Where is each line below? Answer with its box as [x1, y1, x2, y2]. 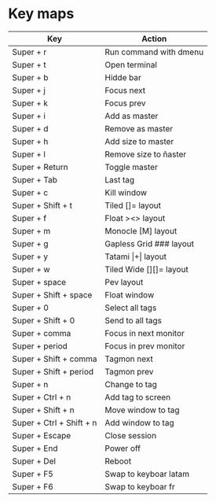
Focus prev [104, 98, 147, 109]
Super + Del [12, 456, 57, 467]
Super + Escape [12, 430, 71, 441]
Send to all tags [104, 315, 163, 326]
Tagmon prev [104, 366, 154, 377]
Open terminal [104, 59, 157, 70]
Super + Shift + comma [12, 353, 97, 364]
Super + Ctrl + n [12, 391, 71, 402]
